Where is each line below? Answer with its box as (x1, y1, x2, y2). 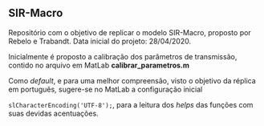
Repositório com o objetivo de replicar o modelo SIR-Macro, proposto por (8, 27, 251, 37)
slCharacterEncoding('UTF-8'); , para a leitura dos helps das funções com (8, 100, 254, 109)
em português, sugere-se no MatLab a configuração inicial (8, 84, 203, 94)
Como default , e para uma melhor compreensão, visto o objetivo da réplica (8, 75, 257, 85)
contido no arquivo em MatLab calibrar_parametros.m (8, 60, 190, 70)
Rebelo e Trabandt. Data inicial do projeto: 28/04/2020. (8, 36, 191, 46)
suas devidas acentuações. (8, 108, 99, 118)
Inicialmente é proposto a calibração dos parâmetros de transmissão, (8, 51, 238, 61)
